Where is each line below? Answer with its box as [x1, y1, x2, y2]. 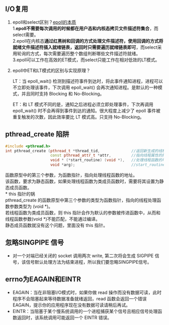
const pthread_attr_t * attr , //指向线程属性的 [50, 153, 162, 158]
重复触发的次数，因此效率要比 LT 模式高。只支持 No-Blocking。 [12, 114, 144, 120]
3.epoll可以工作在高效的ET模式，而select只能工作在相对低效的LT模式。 [12, 57, 160, 63]
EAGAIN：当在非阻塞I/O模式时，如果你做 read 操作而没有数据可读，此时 [12, 289, 162, 295]
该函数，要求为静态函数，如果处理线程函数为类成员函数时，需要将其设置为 [5, 178, 159, 184]
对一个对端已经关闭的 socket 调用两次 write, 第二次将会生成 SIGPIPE [12, 253, 154, 259]
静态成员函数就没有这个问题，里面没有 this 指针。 [5, 223, 108, 228]
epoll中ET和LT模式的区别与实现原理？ [12, 67, 91, 73]
